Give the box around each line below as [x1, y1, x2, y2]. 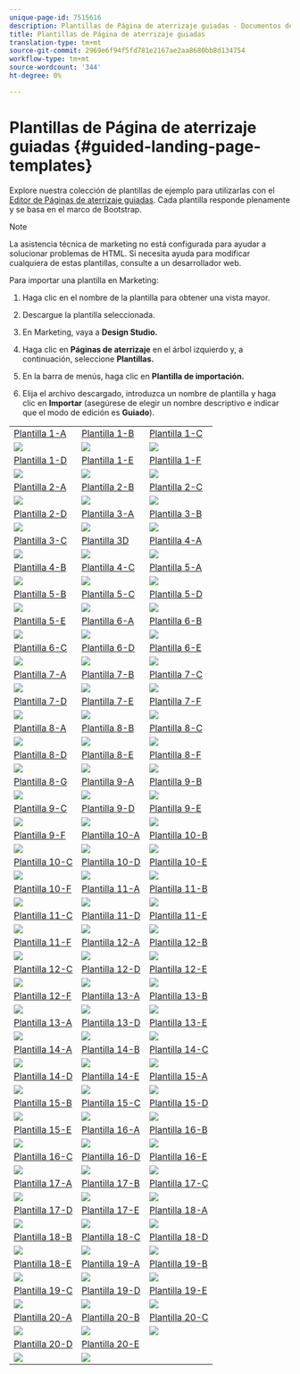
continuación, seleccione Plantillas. [21, 354, 154, 364]
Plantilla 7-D [13, 695, 67, 707]
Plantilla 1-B [81, 427, 135, 439]
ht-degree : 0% [9, 71, 62, 80]
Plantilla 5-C [81, 587, 136, 600]
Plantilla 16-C [13, 1150, 73, 1162]
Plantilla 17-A [13, 1177, 73, 1189]
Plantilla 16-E [148, 1150, 208, 1162]
